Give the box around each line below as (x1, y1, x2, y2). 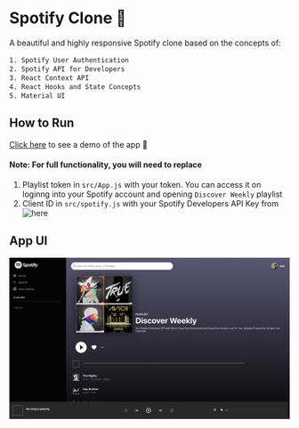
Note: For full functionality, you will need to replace (9, 159, 203, 170)
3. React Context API (9, 73, 90, 83)
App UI (9, 233, 48, 248)
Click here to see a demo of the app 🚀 (9, 139, 149, 149)
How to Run (9, 116, 75, 131)
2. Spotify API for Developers (9, 64, 125, 74)
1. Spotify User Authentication (9, 55, 129, 65)
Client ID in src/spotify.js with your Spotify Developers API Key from (21, 198, 279, 208)
